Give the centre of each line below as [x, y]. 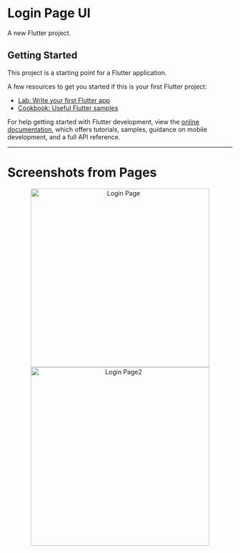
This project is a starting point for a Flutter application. [87, 72]
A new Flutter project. [39, 33]
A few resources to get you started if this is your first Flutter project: [107, 86]
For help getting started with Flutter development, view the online [104, 121]
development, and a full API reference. [64, 136]
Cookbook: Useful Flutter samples [68, 108]
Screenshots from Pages [82, 172]
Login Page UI [49, 13]
